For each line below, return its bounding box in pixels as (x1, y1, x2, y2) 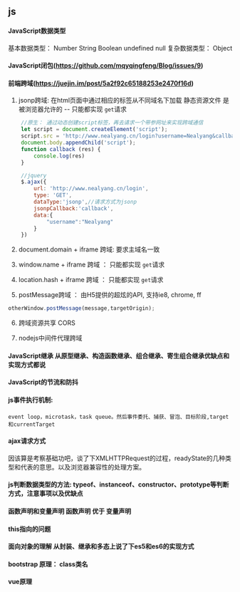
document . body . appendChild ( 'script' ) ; (21, 139, 136, 147)
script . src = (21, 133, 60, 140)
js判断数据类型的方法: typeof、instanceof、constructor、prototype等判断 (8, 480, 229, 489)
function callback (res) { (21, 145, 101, 152)
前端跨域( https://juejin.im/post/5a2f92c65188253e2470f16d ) (8, 78, 194, 88)
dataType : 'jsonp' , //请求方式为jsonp (33, 199, 137, 206)
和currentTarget (8, 420, 56, 428)
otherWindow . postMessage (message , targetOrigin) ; (8, 305, 155, 312)
